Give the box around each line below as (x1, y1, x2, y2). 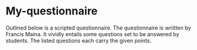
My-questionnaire (5, 4, 98, 18)
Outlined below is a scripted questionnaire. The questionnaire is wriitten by (5, 24, 192, 31)
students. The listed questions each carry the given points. (5, 37, 152, 44)
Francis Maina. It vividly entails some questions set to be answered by (5, 30, 180, 37)
